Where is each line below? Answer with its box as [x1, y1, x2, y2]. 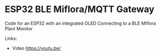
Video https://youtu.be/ [12, 45, 61, 51]
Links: [5, 35, 17, 41]
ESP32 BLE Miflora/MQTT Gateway [5, 4, 155, 15]
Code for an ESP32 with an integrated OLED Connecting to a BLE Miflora [5, 20, 156, 26]
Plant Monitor [5, 25, 33, 31]
